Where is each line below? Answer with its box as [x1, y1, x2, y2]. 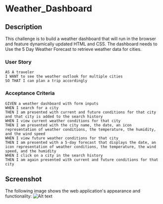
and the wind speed [5, 131, 46, 136]
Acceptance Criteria [5, 90, 55, 97]
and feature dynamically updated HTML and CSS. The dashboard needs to [5, 41, 158, 47]
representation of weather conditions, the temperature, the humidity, [5, 127, 156, 132]
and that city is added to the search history [5, 114, 103, 119]
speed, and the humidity [5, 149, 56, 154]
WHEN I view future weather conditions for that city [5, 135, 119, 141]
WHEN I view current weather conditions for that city [5, 118, 121, 123]
